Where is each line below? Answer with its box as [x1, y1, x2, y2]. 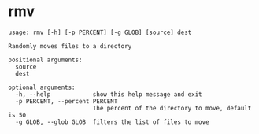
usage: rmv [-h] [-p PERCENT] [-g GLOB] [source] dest [8, 28, 192, 36]
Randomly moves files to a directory [8, 42, 132, 50]
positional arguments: [8, 56, 83, 64]
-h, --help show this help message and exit [15, 90, 202, 99]
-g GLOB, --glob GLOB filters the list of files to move [15, 117, 210, 126]
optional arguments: [8, 84, 76, 91]
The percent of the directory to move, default [92, 104, 252, 112]
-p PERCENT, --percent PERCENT [15, 97, 118, 105]
